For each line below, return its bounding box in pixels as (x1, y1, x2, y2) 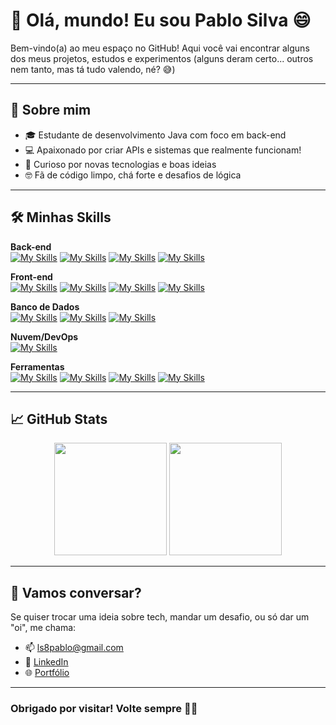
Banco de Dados (10, 300, 80, 313)
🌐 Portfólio (24, 667, 70, 679)
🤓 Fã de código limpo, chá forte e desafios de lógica (24, 169, 242, 181)
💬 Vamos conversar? (10, 584, 142, 601)
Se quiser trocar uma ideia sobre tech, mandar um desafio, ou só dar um (10, 611, 310, 623)
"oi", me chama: (10, 622, 77, 634)
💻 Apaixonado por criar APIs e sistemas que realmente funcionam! (24, 144, 302, 156)
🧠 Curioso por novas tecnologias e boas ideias (24, 158, 217, 170)
